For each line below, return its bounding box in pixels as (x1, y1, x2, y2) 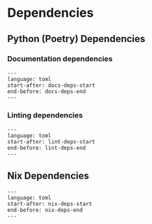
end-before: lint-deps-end (7, 145, 86, 152)
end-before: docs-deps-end (7, 87, 86, 95)
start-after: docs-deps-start (7, 82, 96, 89)
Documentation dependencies (7, 54, 113, 64)
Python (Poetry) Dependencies (7, 33, 146, 45)
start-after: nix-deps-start (7, 200, 92, 207)
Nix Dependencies (7, 169, 90, 181)
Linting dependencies (7, 110, 83, 120)
